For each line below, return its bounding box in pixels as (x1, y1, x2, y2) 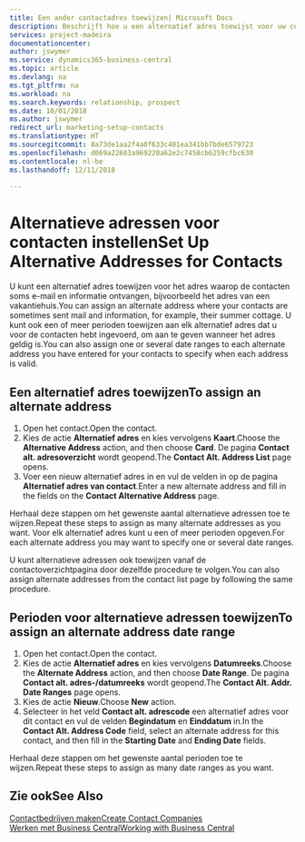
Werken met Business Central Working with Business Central (9, 822, 235, 833)
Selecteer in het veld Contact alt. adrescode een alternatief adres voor (22, 706, 289, 717)
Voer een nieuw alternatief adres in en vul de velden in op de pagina (22, 471, 279, 482)
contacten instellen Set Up (9, 232, 210, 253)
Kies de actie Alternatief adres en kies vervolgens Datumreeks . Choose (22, 658, 292, 669)
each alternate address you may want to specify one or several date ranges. (9, 537, 295, 548)
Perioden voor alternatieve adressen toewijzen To (9, 609, 293, 625)
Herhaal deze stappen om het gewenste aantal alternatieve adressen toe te (9, 508, 290, 519)
